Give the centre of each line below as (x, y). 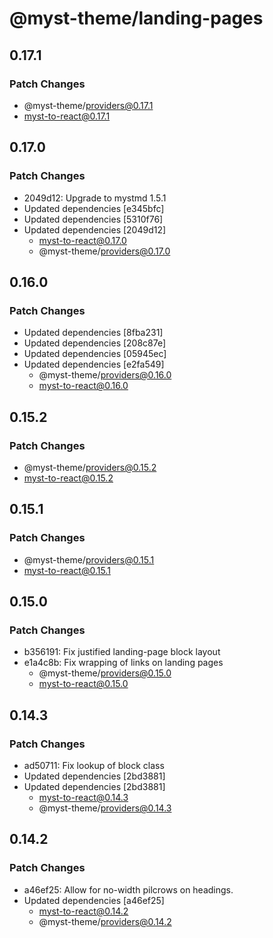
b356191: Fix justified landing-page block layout (122, 652)
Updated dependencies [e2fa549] (94, 364)
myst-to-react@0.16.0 (83, 386)
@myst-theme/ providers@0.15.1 (89, 559)
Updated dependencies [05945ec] (95, 354)
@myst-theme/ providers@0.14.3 (105, 808)
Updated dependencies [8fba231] (93, 333)
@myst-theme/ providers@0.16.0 (105, 375)
